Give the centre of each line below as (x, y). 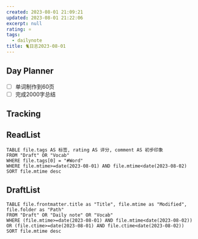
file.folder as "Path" (35, 210)
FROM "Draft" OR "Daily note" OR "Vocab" (60, 215)
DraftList (23, 190)
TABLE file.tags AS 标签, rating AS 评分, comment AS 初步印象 (85, 150)
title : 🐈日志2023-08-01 (36, 47)
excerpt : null (24, 23)
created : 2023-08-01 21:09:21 (45, 12)
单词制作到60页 (35, 86)
